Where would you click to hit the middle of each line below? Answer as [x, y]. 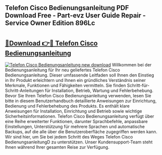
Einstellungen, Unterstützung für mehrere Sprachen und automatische [75, 126]
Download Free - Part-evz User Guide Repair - [75, 16]
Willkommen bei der [132, 65]
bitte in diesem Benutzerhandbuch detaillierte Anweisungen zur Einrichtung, [81, 101]
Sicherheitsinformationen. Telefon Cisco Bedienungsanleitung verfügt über [80, 116]
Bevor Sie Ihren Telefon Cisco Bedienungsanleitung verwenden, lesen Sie [78, 96]
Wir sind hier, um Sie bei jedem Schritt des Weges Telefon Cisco [69, 137]
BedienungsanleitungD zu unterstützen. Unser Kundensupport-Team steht [79, 142]
